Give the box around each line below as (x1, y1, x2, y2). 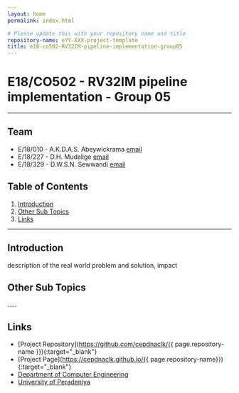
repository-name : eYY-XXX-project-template (7, 36, 139, 43)
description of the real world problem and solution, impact (7, 261, 178, 269)
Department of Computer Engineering (17, 370, 129, 379)
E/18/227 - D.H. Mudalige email (17, 152, 109, 161)
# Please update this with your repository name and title (7, 30, 186, 37)
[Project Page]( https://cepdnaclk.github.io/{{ (17, 355, 149, 364)
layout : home (7, 10, 46, 18)
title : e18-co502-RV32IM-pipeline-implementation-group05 (7, 43, 183, 51)
